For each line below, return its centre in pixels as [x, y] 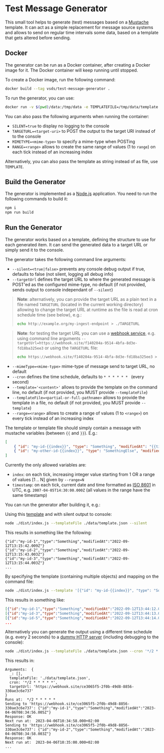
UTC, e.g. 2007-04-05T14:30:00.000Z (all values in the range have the [81, 490]
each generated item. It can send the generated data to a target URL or [76, 244]
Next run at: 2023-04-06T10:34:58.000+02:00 [52, 721]
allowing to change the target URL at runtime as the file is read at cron [87, 310]
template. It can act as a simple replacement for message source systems [79, 27]
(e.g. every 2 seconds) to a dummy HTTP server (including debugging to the [82, 637]
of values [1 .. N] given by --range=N [48, 480]
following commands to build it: [37, 199]
